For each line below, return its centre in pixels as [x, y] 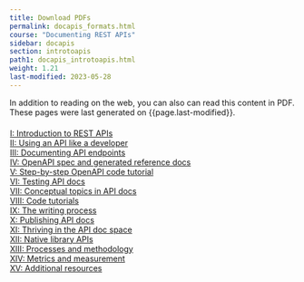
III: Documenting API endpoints [68, 152]
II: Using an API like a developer [69, 142]
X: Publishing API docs [52, 219]
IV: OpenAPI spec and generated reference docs [100, 162]
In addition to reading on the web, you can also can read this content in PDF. [152, 102]
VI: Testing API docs [48, 181]
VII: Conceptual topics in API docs [73, 190]
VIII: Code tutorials [44, 200]
